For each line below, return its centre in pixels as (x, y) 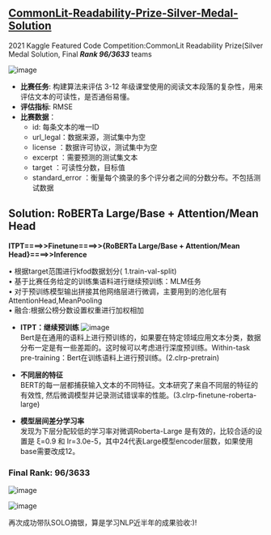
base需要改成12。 (50, 451)
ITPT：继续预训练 (49, 327)
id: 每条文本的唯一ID (66, 127)
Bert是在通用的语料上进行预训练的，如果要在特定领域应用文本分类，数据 (140, 337)
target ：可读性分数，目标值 (78, 167)
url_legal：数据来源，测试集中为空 (89, 137)
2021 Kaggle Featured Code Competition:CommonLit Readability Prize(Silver (136, 45)
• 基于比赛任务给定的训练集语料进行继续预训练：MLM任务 (105, 281)
